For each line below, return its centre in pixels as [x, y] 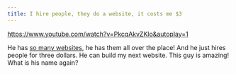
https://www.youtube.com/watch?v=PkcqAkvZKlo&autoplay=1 [98, 34]
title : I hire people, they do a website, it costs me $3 [95, 14]
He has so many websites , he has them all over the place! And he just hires [117, 47]
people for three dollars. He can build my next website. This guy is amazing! [118, 55]
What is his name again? [43, 62]
